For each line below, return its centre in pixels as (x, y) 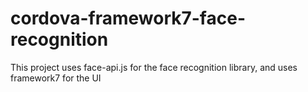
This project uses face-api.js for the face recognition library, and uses (154, 67)
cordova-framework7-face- (128, 18)
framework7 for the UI (56, 78)
